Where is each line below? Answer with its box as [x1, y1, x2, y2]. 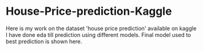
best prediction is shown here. [6, 37, 82, 45]
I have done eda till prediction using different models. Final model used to [6, 31, 191, 38]
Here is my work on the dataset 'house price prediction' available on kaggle [6, 25, 197, 32]
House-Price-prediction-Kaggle [6, 4, 172, 18]
